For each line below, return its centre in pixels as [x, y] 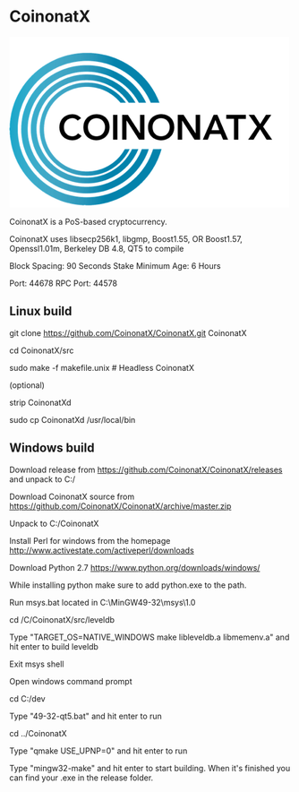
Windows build [52, 448]
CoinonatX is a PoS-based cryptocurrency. [88, 221]
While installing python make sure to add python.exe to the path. [128, 585]
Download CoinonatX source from [72, 496]
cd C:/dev [28, 698]
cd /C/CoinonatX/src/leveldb [62, 619]
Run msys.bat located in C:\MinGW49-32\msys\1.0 [103, 602]
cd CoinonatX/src [42, 350]
